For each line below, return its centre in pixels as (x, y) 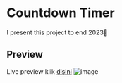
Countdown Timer (61, 13)
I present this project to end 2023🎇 (57, 32)
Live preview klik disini (39, 71)
